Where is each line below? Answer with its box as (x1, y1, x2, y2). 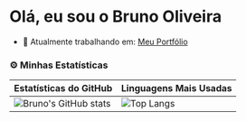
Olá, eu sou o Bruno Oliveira (9, 6, 222, 27)
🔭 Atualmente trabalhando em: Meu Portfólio (22, 36, 188, 47)
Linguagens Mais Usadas (120, 82, 232, 95)
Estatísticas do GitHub (14, 82, 113, 95)
